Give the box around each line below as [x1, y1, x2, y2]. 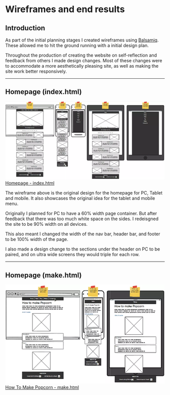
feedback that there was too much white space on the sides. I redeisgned [5, 216, 158, 222]
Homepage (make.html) [5, 271, 82, 279]
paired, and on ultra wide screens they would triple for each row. [5, 252, 140, 258]
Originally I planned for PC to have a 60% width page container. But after [5, 211, 157, 217]
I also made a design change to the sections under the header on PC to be [5, 246, 160, 252]
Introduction [5, 24, 46, 32]
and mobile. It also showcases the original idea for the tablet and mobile [5, 195, 155, 202]
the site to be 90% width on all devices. [5, 221, 88, 227]
